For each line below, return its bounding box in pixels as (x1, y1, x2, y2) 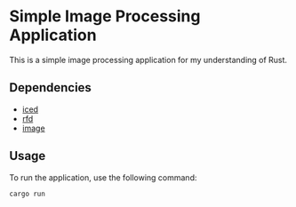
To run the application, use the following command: (9, 171, 197, 183)
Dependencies (9, 80, 92, 95)
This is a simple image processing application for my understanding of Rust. (9, 54, 287, 65)
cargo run (9, 189, 46, 198)
